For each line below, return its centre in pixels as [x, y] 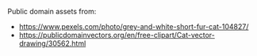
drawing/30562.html [52, 43]
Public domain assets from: [52, 11]
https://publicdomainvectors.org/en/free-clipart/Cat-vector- [117, 35]
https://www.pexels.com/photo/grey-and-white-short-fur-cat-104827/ [134, 26]
